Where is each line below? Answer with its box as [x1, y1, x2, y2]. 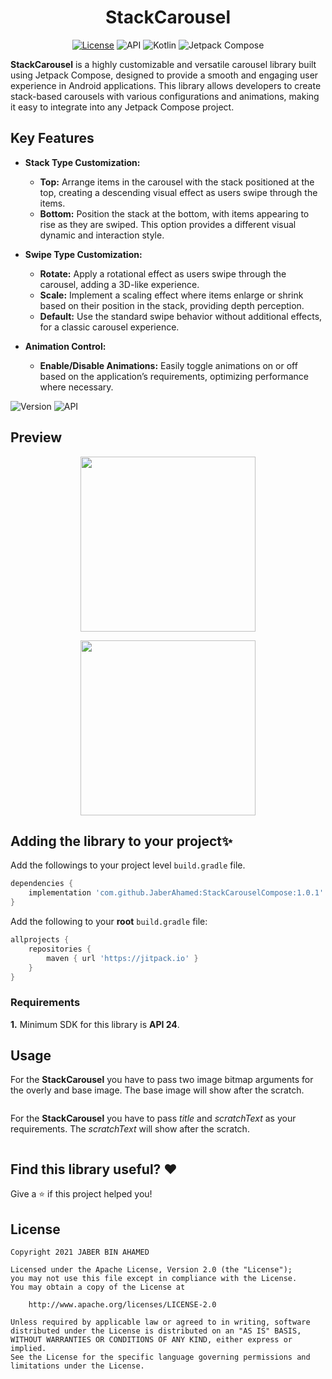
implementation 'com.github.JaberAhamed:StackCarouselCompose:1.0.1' [28, 888, 325, 898]
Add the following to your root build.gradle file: [10, 916, 208, 927]
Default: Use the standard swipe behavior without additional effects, [39, 310, 323, 322]
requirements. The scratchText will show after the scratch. [10, 1123, 250, 1135]
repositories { [28, 944, 92, 954]
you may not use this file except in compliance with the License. [10, 1274, 298, 1284]
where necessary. [39, 381, 114, 393]
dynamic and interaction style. [39, 229, 165, 241]
